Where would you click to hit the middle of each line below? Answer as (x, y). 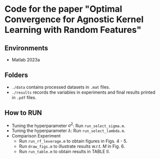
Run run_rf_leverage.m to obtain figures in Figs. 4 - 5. (73, 141)
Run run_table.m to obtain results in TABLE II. (64, 152)
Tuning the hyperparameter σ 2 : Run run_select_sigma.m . (68, 125)
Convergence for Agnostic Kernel (74, 19)
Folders (16, 75)
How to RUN (23, 113)
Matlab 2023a (26, 60)
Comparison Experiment (36, 136)
